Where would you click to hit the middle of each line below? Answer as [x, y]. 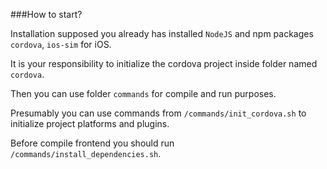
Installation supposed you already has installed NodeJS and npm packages [162, 33]
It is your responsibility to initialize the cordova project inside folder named [164, 63]
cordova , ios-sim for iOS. [61, 44]
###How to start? [46, 14]
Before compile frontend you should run [92, 143]
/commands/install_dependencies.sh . [86, 153]
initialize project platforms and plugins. [90, 123]
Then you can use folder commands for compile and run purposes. [143, 93]
